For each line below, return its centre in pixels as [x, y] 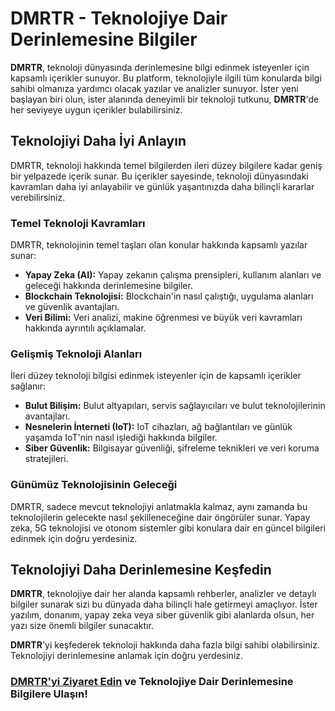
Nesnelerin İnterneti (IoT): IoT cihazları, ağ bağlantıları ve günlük [158, 427]
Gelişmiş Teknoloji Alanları [76, 354]
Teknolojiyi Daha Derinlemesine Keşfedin [141, 570]
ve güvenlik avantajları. [72, 307]
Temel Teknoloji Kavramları [78, 223]
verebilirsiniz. [38, 197]
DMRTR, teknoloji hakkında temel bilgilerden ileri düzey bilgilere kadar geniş [166, 165]
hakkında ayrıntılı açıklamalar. [85, 328]
